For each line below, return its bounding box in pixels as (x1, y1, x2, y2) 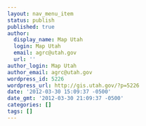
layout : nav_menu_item (7, 10, 74, 17)
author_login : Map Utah (7, 62, 77, 69)
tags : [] (7, 108, 33, 115)
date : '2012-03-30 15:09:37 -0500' (7, 88, 112, 95)
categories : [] (7, 101, 52, 108)
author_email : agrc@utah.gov (7, 69, 93, 76)
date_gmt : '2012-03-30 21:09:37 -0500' (7, 95, 124, 102)
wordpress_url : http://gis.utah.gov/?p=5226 (7, 82, 140, 89)
